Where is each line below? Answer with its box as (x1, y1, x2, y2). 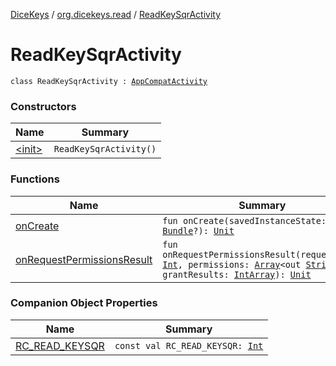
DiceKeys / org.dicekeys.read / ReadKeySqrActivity (10, 9, 222, 20)
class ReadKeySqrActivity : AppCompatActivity (10, 76, 208, 86)
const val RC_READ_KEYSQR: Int (114, 340, 264, 351)
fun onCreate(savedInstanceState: (162, 215, 327, 226)
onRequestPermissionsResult (15, 252, 153, 266)
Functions (10, 172, 60, 186)
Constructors (10, 99, 77, 113)
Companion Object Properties (10, 296, 158, 310)
